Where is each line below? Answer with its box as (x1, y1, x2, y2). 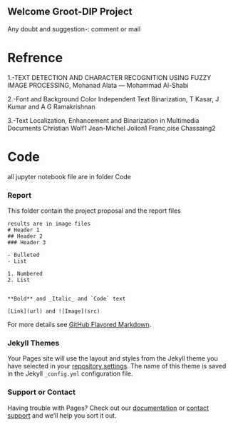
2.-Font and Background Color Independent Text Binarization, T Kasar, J (7, 94, 219, 103)
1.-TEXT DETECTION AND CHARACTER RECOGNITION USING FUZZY (7, 73, 212, 81)
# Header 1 (7, 226, 40, 233)
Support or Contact (7, 387, 76, 397)
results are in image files (7, 220, 91, 227)
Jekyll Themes (7, 338, 60, 348)
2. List (7, 276, 31, 283)
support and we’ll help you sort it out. (7, 411, 117, 420)
